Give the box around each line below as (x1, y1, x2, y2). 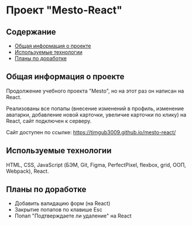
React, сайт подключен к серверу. (6, 117, 92, 124)
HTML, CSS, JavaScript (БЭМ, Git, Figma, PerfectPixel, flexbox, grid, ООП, (6, 161, 186, 168)
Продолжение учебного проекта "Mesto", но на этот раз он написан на (6, 87, 184, 94)
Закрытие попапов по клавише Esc (14, 206, 102, 213)
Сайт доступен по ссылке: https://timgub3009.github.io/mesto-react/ (6, 128, 176, 135)
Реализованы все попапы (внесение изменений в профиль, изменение (6, 105, 184, 112)
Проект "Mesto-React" (6, 4, 123, 17)
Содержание (6, 27, 57, 37)
